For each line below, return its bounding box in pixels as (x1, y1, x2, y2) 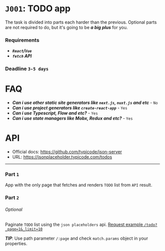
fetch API (12, 53, 32, 59)
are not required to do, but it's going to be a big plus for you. (5, 24, 128, 30)
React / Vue (12, 48, 32, 54)
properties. (5, 241, 27, 247)
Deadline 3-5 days (5, 65, 49, 72)
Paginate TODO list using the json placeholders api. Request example (5, 222, 143, 227)
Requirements (5, 36, 40, 43)
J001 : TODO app (5, 3, 71, 14)
